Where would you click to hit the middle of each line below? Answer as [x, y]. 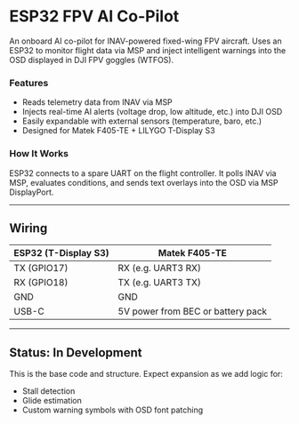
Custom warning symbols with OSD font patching [113, 410]
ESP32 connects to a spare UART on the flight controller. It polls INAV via [143, 173]
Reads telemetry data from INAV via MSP [97, 102]
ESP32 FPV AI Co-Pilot [94, 16]
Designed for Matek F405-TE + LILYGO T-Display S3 [118, 131]
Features [29, 83]
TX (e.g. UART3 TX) [160, 283]
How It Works [39, 154]
